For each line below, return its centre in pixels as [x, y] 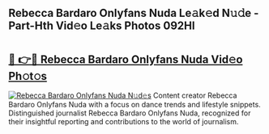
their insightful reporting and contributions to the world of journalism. [124, 121]
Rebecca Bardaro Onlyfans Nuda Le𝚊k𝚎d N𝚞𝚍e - [134, 13]
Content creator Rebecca [195, 95]
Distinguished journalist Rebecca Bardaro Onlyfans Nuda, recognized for [130, 113]
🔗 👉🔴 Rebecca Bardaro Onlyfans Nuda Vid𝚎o [126, 59]
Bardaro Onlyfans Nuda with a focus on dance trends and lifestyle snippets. [134, 105]
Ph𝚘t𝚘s [28, 76]
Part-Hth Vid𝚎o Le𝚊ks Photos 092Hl [102, 26]
